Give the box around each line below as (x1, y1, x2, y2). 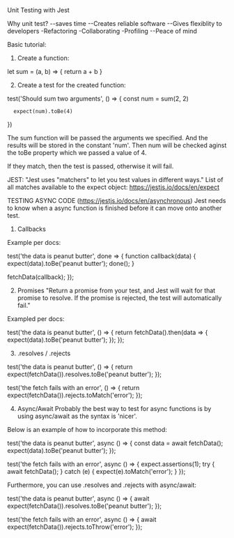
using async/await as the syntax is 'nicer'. (17, 412, 138, 420)
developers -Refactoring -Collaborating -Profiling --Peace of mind (7, 27, 197, 35)
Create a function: (17, 54, 70, 62)
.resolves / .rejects (17, 349, 71, 357)
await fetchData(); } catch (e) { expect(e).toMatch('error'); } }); (7, 468, 186, 475)
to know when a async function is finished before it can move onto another (7, 204, 222, 212)
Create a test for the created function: (17, 81, 127, 89)
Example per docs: (7, 239, 61, 246)
